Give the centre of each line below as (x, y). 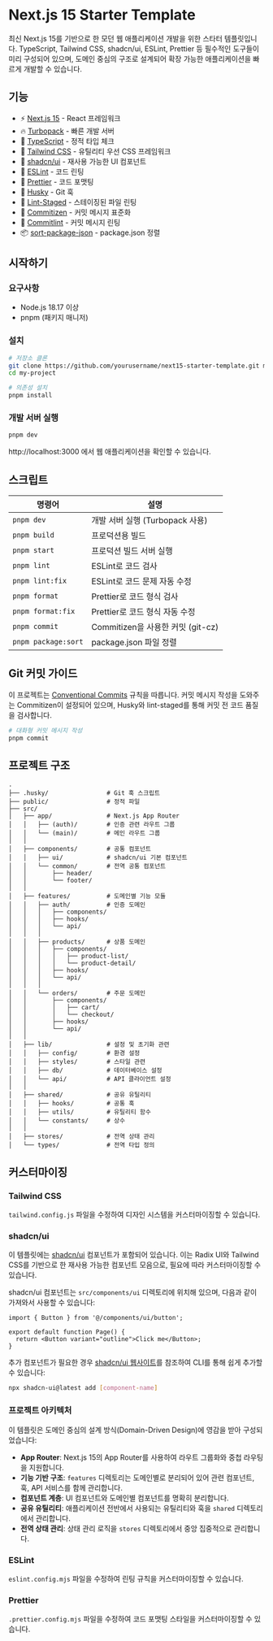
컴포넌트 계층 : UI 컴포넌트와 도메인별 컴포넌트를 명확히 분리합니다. (124, 1498)
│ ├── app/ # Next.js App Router (94, 816)
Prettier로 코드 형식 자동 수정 (143, 612)
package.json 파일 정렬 (134, 642)
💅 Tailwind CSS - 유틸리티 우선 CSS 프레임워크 (95, 151)
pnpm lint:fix (40, 581)
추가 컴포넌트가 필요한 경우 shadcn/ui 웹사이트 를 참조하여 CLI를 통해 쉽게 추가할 (135, 1362)
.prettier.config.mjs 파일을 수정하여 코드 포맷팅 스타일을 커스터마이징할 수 (130, 1619)
